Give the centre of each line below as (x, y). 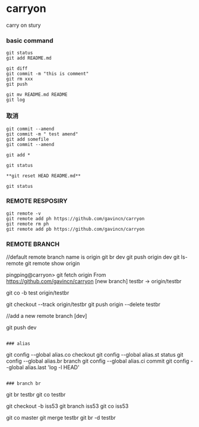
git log (16, 100)
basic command (30, 41)
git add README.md (29, 58)
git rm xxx (20, 79)
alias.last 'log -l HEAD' (52, 367)
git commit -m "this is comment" (48, 74)
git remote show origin (52, 264)
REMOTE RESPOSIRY (37, 201)
